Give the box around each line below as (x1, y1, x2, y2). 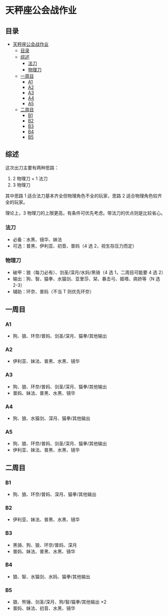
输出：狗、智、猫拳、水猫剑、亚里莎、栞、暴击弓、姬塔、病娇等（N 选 (12, 276, 160, 282)
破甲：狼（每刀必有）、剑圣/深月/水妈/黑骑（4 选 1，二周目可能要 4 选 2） (12, 269, 166, 276)
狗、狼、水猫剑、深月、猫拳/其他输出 (12, 415, 91, 421)
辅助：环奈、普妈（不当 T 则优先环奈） (12, 289, 94, 295)
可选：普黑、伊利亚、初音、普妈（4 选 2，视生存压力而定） (12, 243, 137, 249)
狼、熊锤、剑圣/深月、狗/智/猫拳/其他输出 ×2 (12, 599, 107, 605)
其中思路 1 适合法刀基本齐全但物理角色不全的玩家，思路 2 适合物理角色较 (5, 193, 158, 199)
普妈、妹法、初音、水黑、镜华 (12, 605, 75, 611)
